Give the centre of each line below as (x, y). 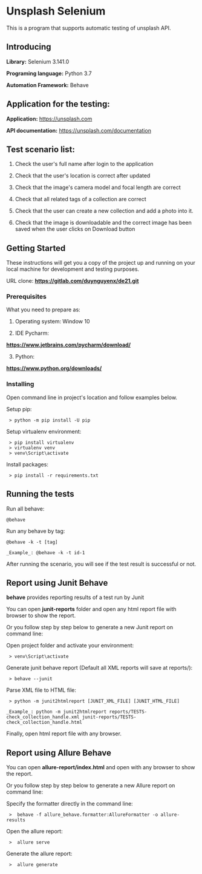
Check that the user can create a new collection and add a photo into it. (104, 211)
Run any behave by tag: (36, 531)
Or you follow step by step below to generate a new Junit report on (90, 627)
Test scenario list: (41, 149)
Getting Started (36, 248)
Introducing (29, 47)
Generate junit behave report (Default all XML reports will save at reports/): (99, 668)
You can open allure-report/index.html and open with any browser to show (101, 767)
